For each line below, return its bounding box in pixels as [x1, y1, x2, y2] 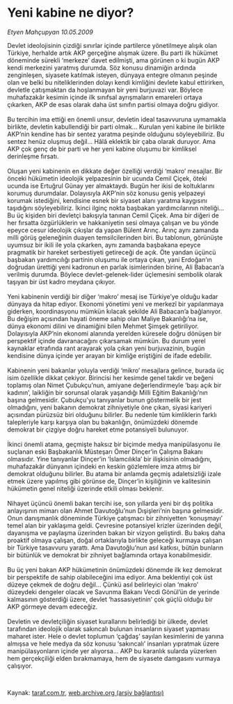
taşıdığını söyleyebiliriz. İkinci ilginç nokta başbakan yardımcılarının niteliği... [7, 204, 225, 212]
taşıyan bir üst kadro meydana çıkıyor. [7, 277, 116, 286]
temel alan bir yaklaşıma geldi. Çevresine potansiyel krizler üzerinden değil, [7, 521, 223, 530]
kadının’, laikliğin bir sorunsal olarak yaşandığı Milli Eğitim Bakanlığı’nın [7, 388, 209, 397]
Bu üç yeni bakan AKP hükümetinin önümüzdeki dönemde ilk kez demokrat [7, 565, 223, 574]
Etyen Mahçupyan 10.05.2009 [7, 28, 94, 36]
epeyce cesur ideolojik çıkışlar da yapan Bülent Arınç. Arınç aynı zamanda [7, 226, 219, 234]
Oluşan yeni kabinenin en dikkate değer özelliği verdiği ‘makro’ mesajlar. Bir [7, 167, 223, 175]
